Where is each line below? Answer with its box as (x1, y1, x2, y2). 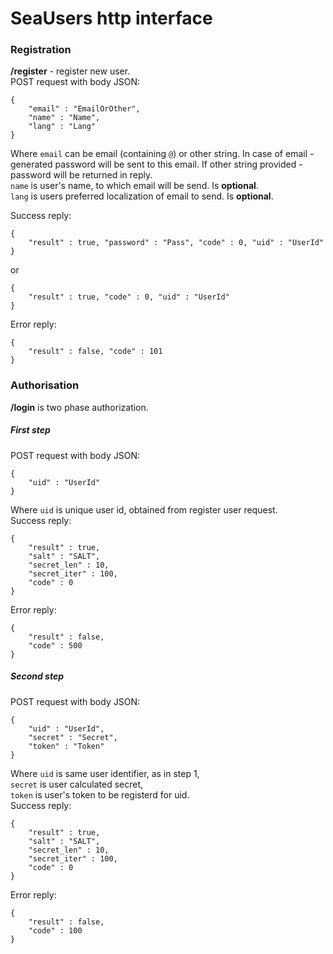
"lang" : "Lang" (28, 122, 97, 132)
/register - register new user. (10, 65, 131, 77)
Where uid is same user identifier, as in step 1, (10, 767, 200, 779)
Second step (10, 670, 65, 682)
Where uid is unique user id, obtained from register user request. (10, 503, 278, 516)
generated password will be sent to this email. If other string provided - (10, 158, 303, 171)
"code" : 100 (28, 925, 83, 936)
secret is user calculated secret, (10, 778, 144, 790)
